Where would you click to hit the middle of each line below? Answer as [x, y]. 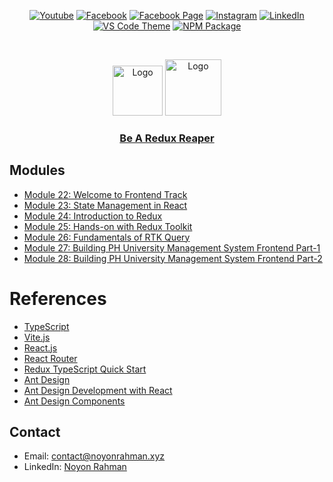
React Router [50, 358]
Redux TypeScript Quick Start [85, 369]
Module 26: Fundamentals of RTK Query [107, 237]
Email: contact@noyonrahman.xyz [94, 456]
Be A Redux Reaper [167, 138]
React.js [40, 347]
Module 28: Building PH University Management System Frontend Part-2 [173, 258]
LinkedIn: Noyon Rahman [75, 467]
